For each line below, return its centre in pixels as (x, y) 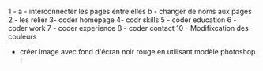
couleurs (23, 36)
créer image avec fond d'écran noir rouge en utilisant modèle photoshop (137, 52)
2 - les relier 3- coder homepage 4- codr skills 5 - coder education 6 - (122, 20)
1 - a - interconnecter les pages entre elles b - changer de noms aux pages (130, 11)
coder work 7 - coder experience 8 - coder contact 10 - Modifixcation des (128, 28)
